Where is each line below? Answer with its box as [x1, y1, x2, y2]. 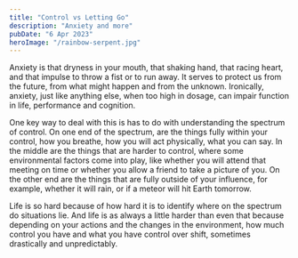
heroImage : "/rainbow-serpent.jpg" [9, 37, 141, 47]
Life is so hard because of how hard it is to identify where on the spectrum [9, 201, 282, 212]
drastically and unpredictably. [9, 238, 118, 249]
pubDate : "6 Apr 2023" [9, 29, 93, 38]
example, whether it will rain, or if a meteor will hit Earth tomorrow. [9, 183, 252, 194]
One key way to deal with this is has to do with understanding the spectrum [9, 117, 286, 128]
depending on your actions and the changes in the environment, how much [9, 220, 285, 230]
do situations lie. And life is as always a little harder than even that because [9, 210, 285, 221]
